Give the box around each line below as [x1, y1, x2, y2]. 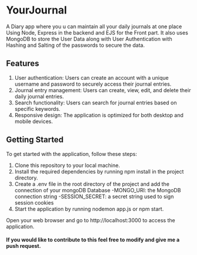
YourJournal [6, 4, 67, 17]
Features [6, 59, 39, 69]
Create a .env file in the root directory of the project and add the [14, 180, 170, 188]
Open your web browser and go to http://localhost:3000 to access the [6, 216, 175, 223]
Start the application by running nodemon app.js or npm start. [14, 205, 164, 212]
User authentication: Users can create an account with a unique [14, 74, 169, 81]
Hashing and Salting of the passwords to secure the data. [6, 42, 145, 49]
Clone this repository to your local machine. [14, 162, 120, 169]
